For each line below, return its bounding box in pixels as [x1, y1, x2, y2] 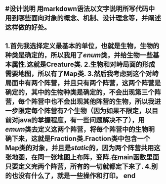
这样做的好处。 [5, 23, 51, 32]
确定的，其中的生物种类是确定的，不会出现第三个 [5, 88, 155, 96]
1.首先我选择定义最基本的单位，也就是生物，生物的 [5, 42, 160, 50]
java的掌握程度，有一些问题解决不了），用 [18, 116, 145, 124]
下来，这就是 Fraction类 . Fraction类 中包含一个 [11, 134, 151, 142]
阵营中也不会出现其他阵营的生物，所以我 [31, 97, 155, 105]
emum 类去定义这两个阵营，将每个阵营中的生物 [5, 125, 148, 134]
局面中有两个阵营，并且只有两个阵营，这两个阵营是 [5, 79, 161, 87]
